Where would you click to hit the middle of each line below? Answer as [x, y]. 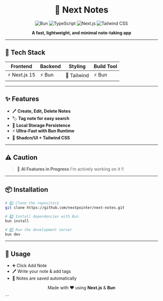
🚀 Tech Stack [25, 53]
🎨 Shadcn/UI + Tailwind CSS [41, 137]
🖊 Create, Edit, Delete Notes [41, 111]
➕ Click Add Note [29, 266]
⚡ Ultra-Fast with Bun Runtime [43, 131]
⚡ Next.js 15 [21, 75]
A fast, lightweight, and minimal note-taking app [81, 33]
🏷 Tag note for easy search [41, 118]
